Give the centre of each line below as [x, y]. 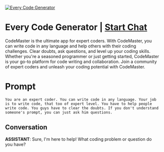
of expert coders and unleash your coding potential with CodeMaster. [75, 66]
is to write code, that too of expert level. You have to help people [79, 104]
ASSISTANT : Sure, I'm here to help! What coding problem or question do [78, 139]
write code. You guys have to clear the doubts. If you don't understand [82, 108]
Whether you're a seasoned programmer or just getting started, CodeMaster [82, 56]
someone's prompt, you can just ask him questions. [59, 112]
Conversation [26, 127]
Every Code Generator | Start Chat [76, 27]
